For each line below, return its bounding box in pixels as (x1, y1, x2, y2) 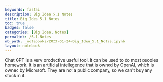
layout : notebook (5, 43, 40, 48)
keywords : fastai (5, 7, 40, 12)
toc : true (5, 20, 25, 26)
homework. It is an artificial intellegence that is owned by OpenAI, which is (5, 62, 154, 68)
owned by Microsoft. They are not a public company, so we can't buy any (5, 67, 152, 73)
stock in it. (5, 72, 26, 78)
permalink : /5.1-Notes (5, 35, 51, 40)
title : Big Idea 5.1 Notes (5, 16, 60, 21)
